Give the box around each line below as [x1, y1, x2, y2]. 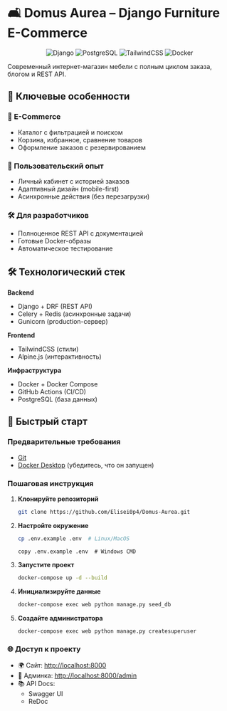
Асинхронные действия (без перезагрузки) [17, 192, 150, 201]
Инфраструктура [7, 367, 62, 375]
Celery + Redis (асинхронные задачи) [17, 310, 132, 318]
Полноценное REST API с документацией [17, 229, 144, 238]
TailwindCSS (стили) [17, 345, 79, 354]
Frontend [7, 331, 36, 339]
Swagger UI [28, 689, 63, 697]
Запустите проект [17, 560, 75, 569]
